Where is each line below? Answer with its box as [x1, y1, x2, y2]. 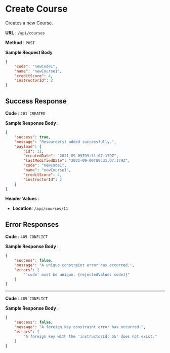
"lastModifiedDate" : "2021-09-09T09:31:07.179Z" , [23, 158, 130, 163]
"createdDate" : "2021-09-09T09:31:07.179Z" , [23, 153, 119, 159]
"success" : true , [14, 134, 51, 139]
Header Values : [5, 196, 39, 202]
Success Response [5, 97, 67, 105]
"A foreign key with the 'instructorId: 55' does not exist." [23, 334, 157, 339]
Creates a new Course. [5, 20, 53, 26]
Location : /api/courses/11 [12, 205, 68, 211]
